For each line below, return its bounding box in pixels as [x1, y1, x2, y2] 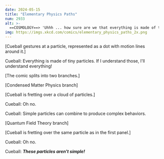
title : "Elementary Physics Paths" [5, 12, 78, 17]
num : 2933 [5, 16, 25, 21]
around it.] [5, 48, 26, 54]
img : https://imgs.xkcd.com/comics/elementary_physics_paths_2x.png [5, 30, 147, 35]
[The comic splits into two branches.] [5, 73, 80, 78]
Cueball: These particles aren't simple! [5, 149, 85, 154]
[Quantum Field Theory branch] [5, 120, 69, 126]
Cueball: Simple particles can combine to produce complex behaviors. [5, 111, 146, 116]
